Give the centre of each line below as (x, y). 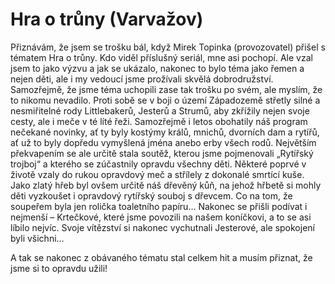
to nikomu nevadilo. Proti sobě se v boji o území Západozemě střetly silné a (165, 100)
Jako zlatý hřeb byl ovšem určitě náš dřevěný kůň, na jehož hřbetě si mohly (166, 185)
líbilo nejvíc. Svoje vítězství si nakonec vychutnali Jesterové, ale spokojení (162, 227)
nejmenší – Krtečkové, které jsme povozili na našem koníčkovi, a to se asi (161, 217)
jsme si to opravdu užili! (59, 268)
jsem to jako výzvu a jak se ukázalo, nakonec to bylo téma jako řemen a (157, 68)
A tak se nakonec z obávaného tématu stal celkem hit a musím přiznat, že (161, 257)
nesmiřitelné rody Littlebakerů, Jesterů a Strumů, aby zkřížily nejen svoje (160, 110)
